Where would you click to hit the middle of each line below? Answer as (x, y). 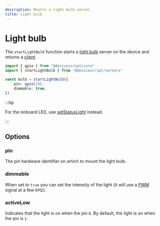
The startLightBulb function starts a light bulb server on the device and (77, 52)
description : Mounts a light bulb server (48, 10)
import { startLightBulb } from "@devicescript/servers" (64, 71)
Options (18, 137)
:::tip (9, 102)
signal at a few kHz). (26, 190)
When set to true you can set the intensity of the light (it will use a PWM (77, 184)
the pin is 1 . (17, 218)
